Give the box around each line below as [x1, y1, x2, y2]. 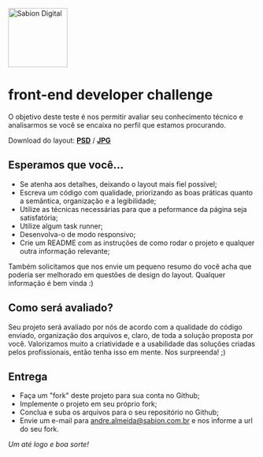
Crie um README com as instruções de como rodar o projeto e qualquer [19, 238, 255, 247]
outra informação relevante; [19, 246, 110, 255]
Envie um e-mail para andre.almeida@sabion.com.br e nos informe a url [19, 416, 254, 425]
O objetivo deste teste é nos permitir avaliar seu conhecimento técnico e [8, 112, 244, 121]
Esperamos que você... [8, 158, 124, 172]
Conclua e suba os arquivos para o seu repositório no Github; [19, 407, 219, 417]
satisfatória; [19, 213, 58, 222]
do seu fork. [19, 425, 59, 434]
